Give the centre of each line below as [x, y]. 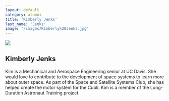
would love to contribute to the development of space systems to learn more [85, 77]
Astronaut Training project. [52, 93]
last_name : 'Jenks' [26, 24]
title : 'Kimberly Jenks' [31, 19]
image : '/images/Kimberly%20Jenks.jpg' [47, 29]
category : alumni [23, 15]
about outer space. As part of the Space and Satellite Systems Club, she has [84, 82]
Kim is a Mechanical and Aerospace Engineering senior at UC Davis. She [81, 72]
